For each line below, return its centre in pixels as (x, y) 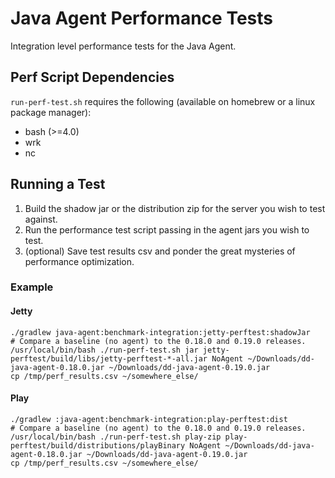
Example (32, 287)
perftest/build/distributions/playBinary (98, 445)
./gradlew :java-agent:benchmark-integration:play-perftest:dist (149, 419)
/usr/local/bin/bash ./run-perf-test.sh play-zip (116, 437)
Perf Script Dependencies (92, 77)
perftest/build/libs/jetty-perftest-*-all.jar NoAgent (127, 358)
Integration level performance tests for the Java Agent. (123, 46)
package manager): (51, 112)
